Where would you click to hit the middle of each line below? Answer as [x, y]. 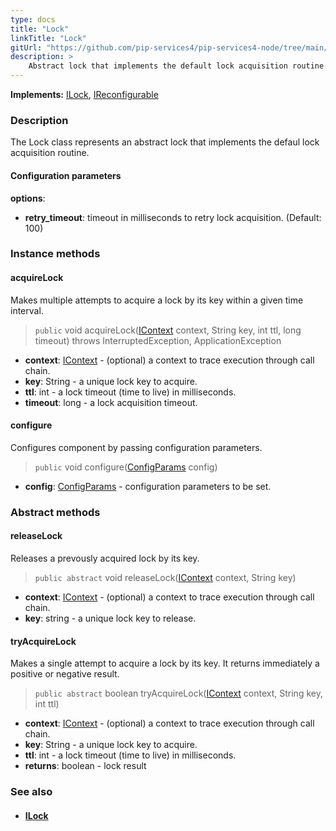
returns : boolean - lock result [85, 766]
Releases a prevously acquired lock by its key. [105, 558]
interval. [27, 310]
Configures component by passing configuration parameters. [136, 447]
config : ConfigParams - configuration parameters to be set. [148, 486]
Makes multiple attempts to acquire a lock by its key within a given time [157, 300]
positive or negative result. [65, 674]
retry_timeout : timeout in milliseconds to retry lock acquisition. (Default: [173, 217]
